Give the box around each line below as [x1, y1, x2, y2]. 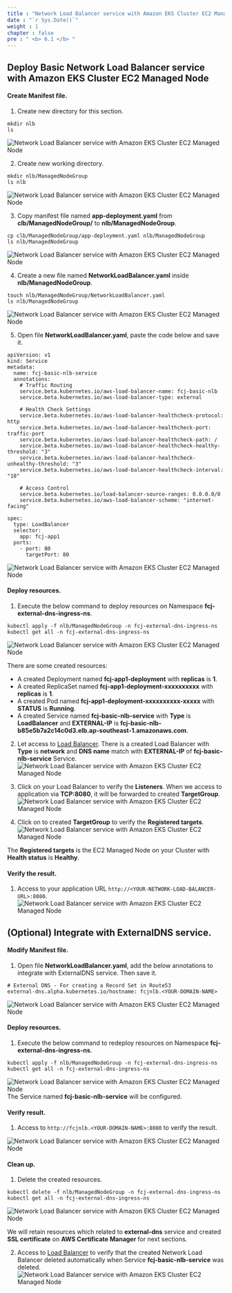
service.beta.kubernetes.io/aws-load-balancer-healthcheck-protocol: [19, 412, 224, 419]
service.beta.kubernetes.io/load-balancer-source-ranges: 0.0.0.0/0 [19, 490, 221, 498]
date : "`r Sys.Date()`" [7, 17, 79, 24]
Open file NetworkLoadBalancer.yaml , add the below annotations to [17, 961, 213, 969]
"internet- [183, 496, 215, 503]
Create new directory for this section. [17, 106, 124, 115]
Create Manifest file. [7, 91, 68, 100]
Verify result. [7, 1108, 46, 1117]
